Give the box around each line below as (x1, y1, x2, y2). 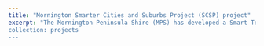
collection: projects (8, 26, 79, 34)
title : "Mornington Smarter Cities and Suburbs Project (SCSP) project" (8, 11, 251, 19)
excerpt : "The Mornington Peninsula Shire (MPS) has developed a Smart (8, 19, 247, 27)
